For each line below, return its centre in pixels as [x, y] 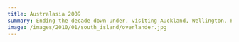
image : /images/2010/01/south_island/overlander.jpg [87, 27]
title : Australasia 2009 [44, 14]
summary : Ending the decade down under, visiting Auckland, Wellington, [117, 21]
